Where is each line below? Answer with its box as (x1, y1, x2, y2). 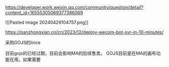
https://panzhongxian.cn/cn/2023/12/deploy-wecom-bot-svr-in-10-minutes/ (5, 29, 164, 35)
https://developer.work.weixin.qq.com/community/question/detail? (5, 5, 144, 10)
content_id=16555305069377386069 (5, 10, 83, 16)
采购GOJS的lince (5, 40, 41, 45)
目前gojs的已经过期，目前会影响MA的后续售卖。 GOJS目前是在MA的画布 (5, 50, 156, 56)
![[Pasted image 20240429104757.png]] (5, 20, 89, 25)
